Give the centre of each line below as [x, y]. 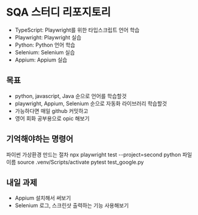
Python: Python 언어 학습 [45, 45]
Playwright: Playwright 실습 [48, 37]
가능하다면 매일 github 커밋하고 [51, 110]
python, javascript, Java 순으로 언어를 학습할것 [71, 96]
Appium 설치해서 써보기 [43, 198]
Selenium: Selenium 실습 [45, 52]
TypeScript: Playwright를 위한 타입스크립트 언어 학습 [77, 30]
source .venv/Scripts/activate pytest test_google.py [80, 162]
